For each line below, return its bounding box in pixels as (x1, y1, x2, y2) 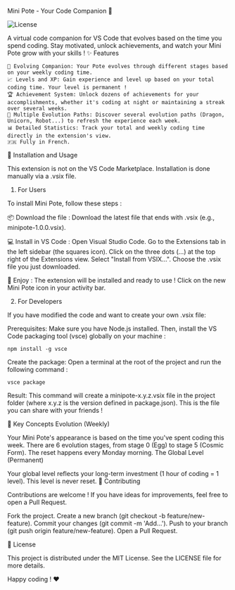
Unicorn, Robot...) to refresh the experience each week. (7, 117, 181, 124)
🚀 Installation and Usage (7, 151, 78, 159)
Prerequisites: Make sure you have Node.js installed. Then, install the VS (7, 324, 217, 333)
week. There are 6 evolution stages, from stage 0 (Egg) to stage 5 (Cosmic (7, 441, 224, 449)
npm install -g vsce (7, 345, 68, 352)
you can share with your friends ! (7, 406, 103, 414)
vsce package (7, 379, 46, 386)
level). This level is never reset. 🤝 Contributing (7, 477, 141, 485)
